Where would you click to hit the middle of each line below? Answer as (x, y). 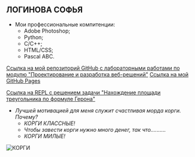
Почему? (26, 117)
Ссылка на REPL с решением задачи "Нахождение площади (83, 92)
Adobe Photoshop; (47, 31)
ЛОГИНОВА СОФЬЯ (44, 10)
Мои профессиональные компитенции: (65, 24)
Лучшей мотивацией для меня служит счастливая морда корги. (98, 110)
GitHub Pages (23, 81)
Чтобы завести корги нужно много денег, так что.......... (95, 129)
